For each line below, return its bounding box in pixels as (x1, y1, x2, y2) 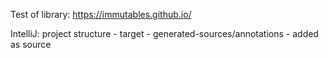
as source (10, 39, 52, 50)
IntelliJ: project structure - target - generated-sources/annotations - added (10, 28, 319, 39)
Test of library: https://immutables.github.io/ (10, 9, 192, 20)
